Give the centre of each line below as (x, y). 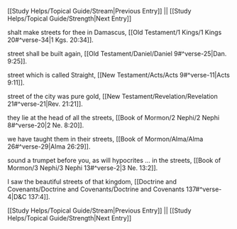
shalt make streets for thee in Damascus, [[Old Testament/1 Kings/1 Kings (115, 32)
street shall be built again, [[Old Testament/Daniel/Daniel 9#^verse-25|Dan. (117, 54)
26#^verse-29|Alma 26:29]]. (49, 147)
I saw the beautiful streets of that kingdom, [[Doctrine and (92, 182)
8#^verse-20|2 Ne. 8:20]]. (46, 125)
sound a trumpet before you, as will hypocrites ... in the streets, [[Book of (114, 160)
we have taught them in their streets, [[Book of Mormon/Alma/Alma (105, 139)
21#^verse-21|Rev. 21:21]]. (45, 104)
